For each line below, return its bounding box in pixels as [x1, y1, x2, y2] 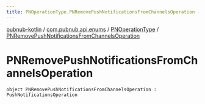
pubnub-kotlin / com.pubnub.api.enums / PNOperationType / [6, 26, 159, 33]
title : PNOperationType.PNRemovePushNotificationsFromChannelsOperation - [6, 9, 201, 15]
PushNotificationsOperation [6, 92, 78, 98]
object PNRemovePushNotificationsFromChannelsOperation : [6, 86, 157, 92]
